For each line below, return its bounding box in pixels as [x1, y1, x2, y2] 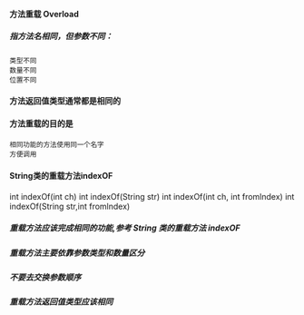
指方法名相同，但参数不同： [9, 31, 113, 42]
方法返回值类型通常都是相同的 [9, 95, 121, 106]
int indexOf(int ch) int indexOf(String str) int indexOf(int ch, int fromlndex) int [9, 191, 295, 202]
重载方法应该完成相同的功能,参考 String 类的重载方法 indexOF [9, 222, 240, 233]
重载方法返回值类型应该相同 [9, 296, 113, 308]
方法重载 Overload [9, 8, 79, 19]
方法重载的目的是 [9, 118, 74, 129]
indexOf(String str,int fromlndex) [9, 201, 131, 212]
